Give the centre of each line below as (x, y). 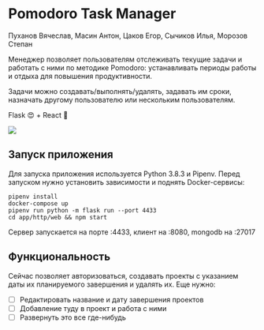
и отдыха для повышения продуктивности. (80, 76)
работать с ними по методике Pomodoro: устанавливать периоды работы (132, 67)
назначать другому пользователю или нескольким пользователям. (122, 99)
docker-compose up (38, 203)
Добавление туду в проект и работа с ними (93, 308)
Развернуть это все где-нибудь (73, 317)
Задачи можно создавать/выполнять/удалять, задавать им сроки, (120, 91)
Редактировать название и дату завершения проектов (112, 299)
